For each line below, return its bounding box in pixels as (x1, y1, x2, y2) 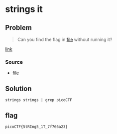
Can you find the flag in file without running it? (17, 36, 113, 42)
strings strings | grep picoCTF (5, 98, 72, 103)
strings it (5, 3, 43, 15)
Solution (5, 84, 32, 93)
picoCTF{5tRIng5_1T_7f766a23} (5, 124, 68, 129)
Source (5, 58, 23, 65)
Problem (5, 23, 32, 32)
